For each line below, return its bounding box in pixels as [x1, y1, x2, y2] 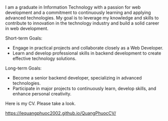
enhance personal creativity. [12, 91, 72, 96]
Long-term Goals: [5, 65, 42, 71]
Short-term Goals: [5, 35, 43, 41]
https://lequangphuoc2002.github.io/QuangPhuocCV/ [5, 110, 116, 116]
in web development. [5, 25, 49, 31]
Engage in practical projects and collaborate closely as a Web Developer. [12, 45, 163, 50]
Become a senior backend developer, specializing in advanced [12, 75, 142, 80]
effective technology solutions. [12, 55, 77, 61]
